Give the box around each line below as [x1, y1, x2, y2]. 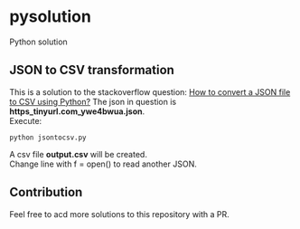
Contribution [9, 185, 83, 200]
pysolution [9, 6, 92, 27]
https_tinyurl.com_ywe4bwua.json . [9, 106, 145, 117]
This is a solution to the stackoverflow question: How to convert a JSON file [9, 86, 291, 97]
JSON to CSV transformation [9, 62, 174, 78]
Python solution [9, 36, 68, 47]
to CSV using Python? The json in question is [9, 96, 177, 107]
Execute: [9, 115, 42, 126]
